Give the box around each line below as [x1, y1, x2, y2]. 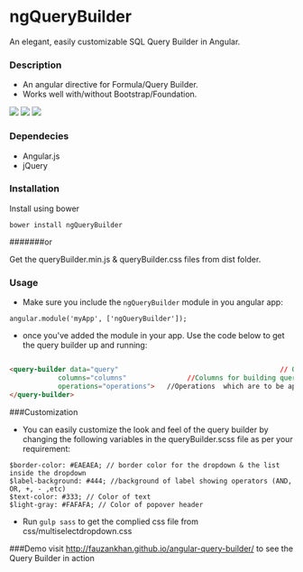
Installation [9, 182, 60, 195]
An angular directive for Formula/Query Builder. [22, 79, 198, 90]
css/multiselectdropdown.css [22, 525, 133, 536]
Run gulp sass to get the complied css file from [22, 516, 199, 527]
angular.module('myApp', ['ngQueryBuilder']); [9, 314, 188, 324]
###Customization [9, 406, 78, 417]
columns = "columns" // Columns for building [57, 374, 277, 383]
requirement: [22, 443, 70, 454]
